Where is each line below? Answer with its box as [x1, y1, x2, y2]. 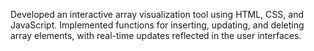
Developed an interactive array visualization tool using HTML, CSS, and [10, 9, 304, 20]
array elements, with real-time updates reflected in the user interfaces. [10, 30, 302, 41]
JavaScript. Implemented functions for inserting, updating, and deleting [10, 19, 305, 31]
